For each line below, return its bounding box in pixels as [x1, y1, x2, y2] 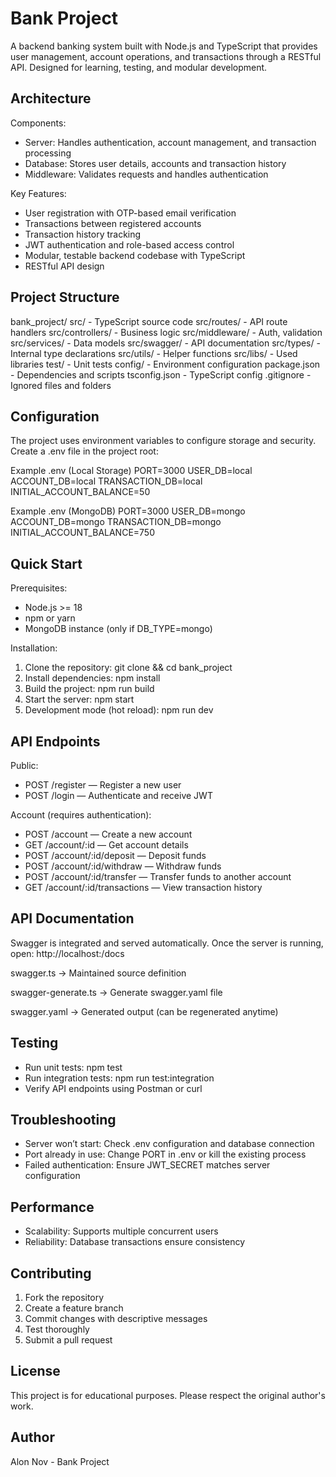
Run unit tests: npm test [24, 1061, 123, 1073]
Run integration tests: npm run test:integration [24, 1072, 215, 1084]
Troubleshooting [10, 1112, 117, 1129]
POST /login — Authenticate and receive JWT [24, 790, 213, 801]
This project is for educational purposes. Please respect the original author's [10, 1389, 326, 1401]
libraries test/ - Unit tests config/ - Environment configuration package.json [10, 358, 321, 370]
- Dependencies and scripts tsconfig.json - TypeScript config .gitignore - [10, 368, 312, 381]
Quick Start [10, 555, 83, 572]
